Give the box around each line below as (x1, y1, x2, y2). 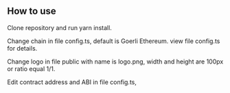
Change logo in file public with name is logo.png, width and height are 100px (7, 57, 224, 66)
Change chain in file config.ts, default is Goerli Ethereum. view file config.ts (7, 37, 220, 45)
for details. (7, 44, 38, 52)
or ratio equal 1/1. (7, 64, 56, 72)
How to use (7, 5, 56, 17)
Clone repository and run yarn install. (7, 23, 112, 31)
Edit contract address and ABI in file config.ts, (7, 78, 137, 86)
